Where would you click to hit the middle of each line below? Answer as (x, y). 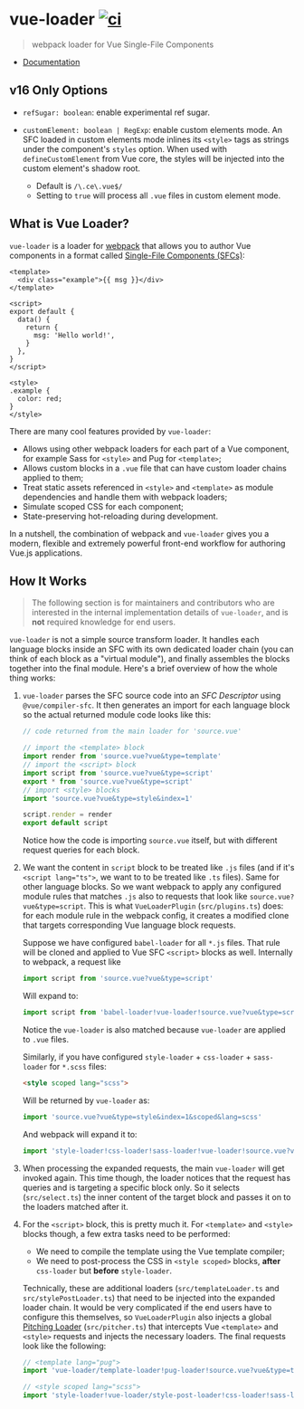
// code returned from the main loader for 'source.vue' (132, 732)
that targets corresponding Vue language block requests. (129, 925)
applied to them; (53, 477)
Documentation (51, 62)
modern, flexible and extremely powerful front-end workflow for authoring (147, 543)
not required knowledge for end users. (104, 622)
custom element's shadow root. (81, 168)
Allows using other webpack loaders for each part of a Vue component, (156, 449)
